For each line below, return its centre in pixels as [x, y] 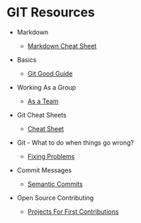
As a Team [43, 101]
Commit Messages [44, 170]
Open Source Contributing [55, 197]
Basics [27, 59]
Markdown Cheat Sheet [62, 46]
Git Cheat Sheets [41, 115]
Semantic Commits [55, 184]
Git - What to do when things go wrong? [75, 142]
